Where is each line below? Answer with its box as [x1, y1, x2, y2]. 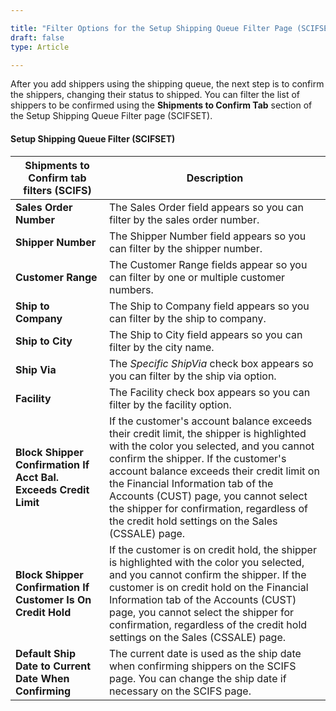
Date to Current [15, 659, 92, 673]
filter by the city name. [108, 340, 215, 354]
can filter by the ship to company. [108, 311, 267, 325]
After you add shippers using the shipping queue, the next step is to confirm [10, 78, 325, 90]
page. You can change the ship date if [108, 671, 287, 685]
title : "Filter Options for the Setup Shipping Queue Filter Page [10, 23, 293, 33]
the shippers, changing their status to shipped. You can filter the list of [10, 89, 300, 101]
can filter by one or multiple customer [108, 270, 286, 284]
